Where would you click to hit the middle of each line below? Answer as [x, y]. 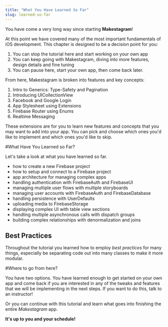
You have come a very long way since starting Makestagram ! [69, 29]
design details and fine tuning [43, 65]
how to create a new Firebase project [51, 166]
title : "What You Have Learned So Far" [47, 10]
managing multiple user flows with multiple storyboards [70, 188]
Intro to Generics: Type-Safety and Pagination [60, 89]
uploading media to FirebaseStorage [50, 204]
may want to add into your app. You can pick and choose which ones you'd [83, 131]
